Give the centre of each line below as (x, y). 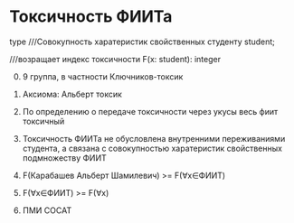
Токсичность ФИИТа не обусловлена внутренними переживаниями (154, 138)
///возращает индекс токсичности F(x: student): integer (115, 59)
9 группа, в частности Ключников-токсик (103, 76)
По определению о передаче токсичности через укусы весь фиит (150, 111)
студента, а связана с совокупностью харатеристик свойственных (152, 148)
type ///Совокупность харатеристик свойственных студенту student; (142, 42)
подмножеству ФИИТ (64, 158)
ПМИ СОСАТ (47, 210)
